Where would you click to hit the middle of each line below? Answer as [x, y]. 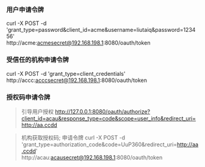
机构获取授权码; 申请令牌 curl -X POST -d [73, 137]
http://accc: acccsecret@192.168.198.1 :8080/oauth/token [77, 80]
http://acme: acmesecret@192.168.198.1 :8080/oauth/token [78, 43]
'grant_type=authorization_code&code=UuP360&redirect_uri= [99, 144]
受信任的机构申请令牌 [38, 60]
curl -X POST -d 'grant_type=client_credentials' [66, 73]
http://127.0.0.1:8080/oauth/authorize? [103, 111]
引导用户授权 [37, 111]
